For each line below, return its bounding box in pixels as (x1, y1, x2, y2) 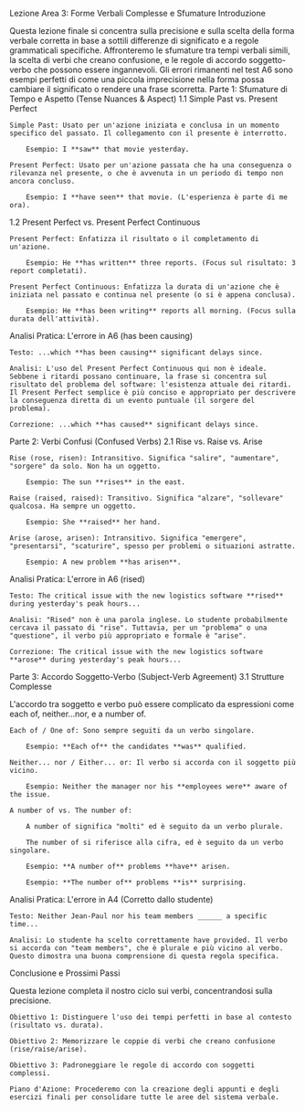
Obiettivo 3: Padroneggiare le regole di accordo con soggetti (9, 1061, 256, 1070)
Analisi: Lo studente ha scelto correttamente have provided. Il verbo (9, 936, 288, 945)
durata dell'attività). (9, 314, 100, 323)
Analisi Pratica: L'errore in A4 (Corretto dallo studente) (9, 894, 214, 905)
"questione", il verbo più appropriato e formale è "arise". (9, 631, 247, 640)
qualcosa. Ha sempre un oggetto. (9, 502, 137, 511)
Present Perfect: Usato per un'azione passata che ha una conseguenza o (9, 161, 292, 170)
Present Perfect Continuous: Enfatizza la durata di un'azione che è (9, 282, 280, 291)
